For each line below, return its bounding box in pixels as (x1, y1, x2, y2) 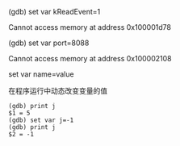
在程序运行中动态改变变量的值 (8, 86, 107, 95)
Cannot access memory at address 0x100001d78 (8, 23, 172, 31)
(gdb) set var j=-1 (8, 116, 74, 124)
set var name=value (8, 69, 74, 79)
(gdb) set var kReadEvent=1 (8, 7, 101, 16)
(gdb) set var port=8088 (8, 38, 90, 48)
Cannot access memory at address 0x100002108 (8, 54, 172, 63)
